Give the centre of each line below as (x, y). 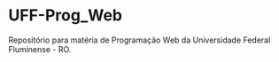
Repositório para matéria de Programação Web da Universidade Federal (139, 40)
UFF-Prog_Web (66, 15)
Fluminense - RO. (40, 49)
